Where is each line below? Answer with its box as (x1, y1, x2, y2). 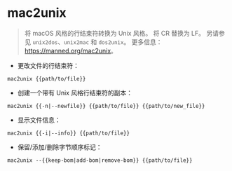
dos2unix (98, 39, 124, 46)
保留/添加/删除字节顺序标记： (17, 142, 102, 151)
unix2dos (32, 39, 58, 46)
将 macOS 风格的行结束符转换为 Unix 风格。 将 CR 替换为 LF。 (24, 29, 205, 37)
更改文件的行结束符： (17, 61, 79, 69)
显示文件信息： (17, 116, 61, 124)
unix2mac (64, 39, 90, 46)
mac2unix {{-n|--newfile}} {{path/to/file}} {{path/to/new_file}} (7, 102, 205, 109)
